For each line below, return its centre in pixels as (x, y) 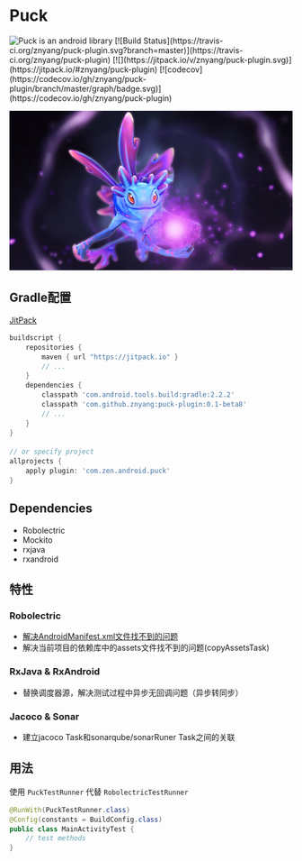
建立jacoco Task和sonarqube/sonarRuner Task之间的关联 (129, 737)
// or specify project (52, 452)
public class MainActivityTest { (72, 829)
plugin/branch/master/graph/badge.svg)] (85, 88)
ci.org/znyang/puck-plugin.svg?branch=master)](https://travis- (126, 50)
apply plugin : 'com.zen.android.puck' (98, 471)
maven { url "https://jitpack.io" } (110, 357)
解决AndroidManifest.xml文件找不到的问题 (100, 637)
